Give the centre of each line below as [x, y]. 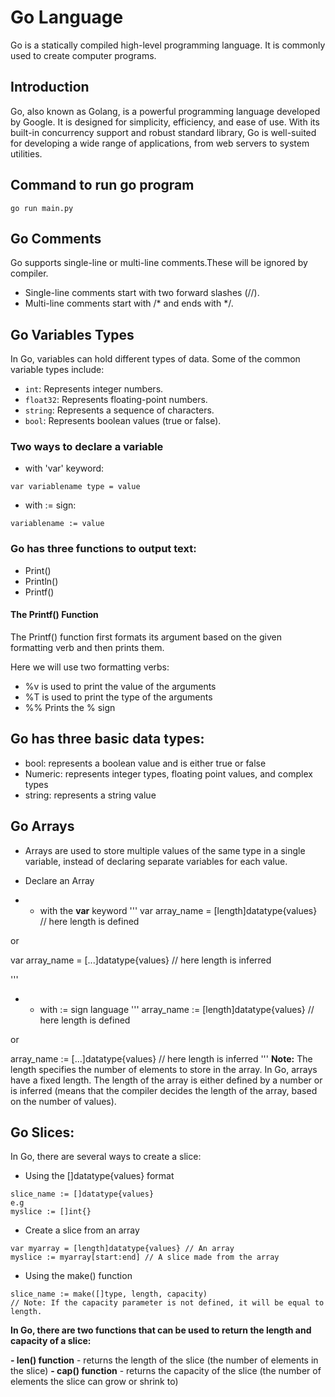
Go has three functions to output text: [103, 549]
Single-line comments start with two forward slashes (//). [142, 293]
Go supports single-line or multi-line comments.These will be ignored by [159, 263]
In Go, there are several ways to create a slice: [106, 1157]
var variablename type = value [75, 487]
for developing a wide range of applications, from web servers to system [160, 143]
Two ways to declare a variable [87, 447]
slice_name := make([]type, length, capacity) [109, 1294]
